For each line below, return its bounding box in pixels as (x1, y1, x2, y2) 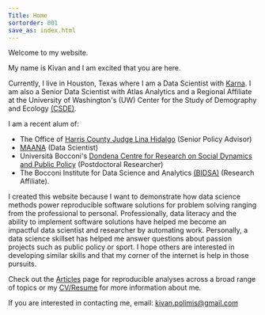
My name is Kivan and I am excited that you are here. (8, 63, 181, 73)
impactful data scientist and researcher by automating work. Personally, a (8, 226, 248, 235)
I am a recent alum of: (8, 120, 80, 129)
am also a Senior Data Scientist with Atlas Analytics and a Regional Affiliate (8, 87, 252, 97)
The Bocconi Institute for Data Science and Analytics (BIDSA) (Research (19, 168, 255, 178)
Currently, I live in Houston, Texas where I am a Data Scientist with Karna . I (8, 78, 252, 88)
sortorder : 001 (8, 19, 59, 27)
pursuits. (8, 259, 37, 269)
